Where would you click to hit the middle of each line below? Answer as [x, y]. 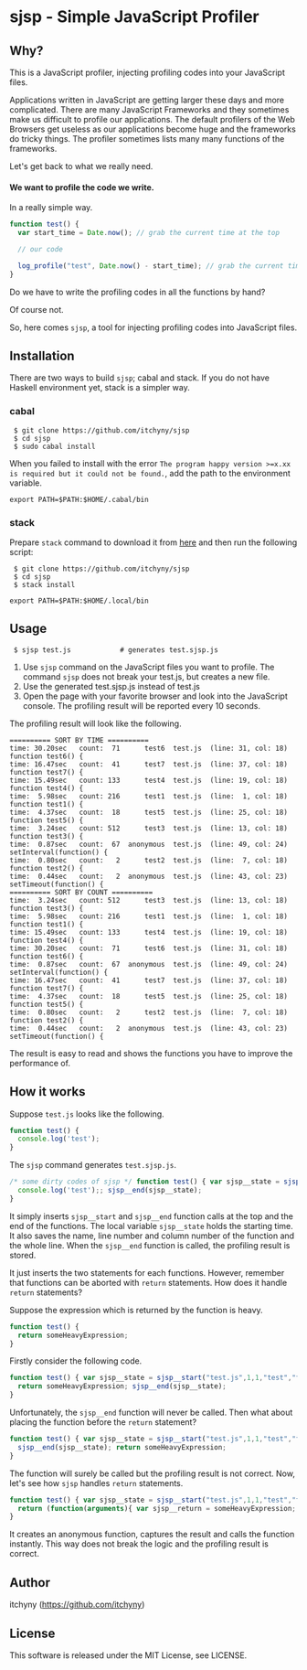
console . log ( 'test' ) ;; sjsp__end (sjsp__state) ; [110, 1191]
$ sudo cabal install [54, 446]
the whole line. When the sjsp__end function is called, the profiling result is [150, 1245]
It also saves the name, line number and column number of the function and [152, 1236]
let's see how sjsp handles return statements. [96, 1483]
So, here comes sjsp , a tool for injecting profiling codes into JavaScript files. [153, 327]
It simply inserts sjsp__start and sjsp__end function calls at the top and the [152, 1216]
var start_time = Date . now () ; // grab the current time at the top [149, 233]
